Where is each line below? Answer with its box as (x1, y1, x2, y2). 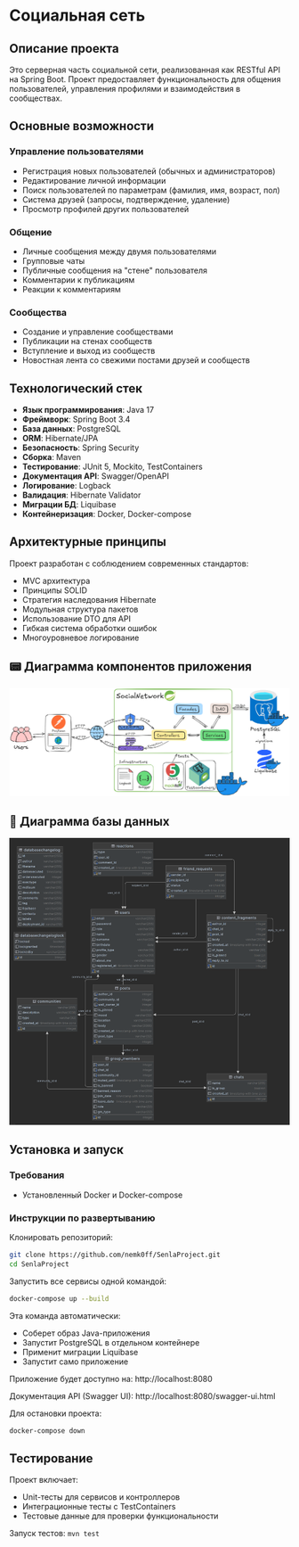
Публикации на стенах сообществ (21, 336, 153, 347)
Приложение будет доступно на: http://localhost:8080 (9, 1373, 213, 1384)
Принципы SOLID (21, 585, 87, 596)
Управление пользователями (9, 145, 144, 158)
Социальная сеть (9, 5, 145, 26)
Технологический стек (9, 381, 143, 396)
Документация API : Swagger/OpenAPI (21, 471, 170, 481)
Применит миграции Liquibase (21, 1346, 139, 1357)
